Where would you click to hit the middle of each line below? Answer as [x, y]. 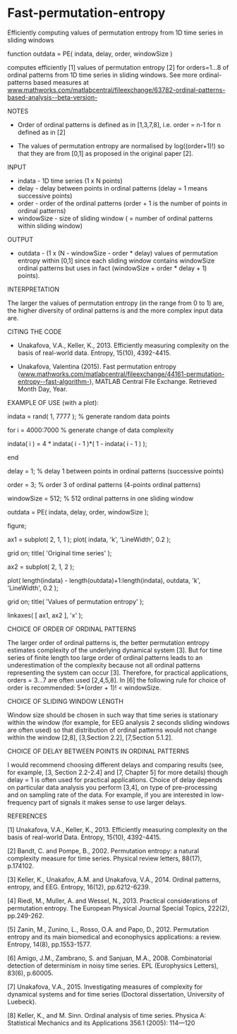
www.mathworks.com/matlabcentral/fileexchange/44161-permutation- [122, 374]
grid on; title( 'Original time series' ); [60, 553]
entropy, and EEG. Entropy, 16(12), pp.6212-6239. [79, 886]
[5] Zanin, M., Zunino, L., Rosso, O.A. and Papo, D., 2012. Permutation [108, 929]
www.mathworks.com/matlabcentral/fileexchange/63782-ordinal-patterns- [116, 90]
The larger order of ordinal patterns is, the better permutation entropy [108, 642]
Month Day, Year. [42, 389]
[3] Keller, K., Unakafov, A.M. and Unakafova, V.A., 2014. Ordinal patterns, [114, 879]
